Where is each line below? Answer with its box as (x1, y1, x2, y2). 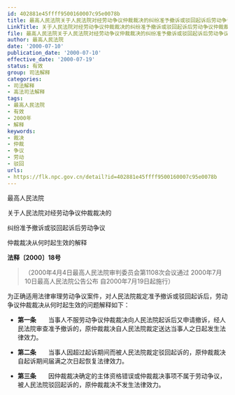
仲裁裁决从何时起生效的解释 (7, 238, 87, 246)
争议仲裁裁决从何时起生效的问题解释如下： (7, 300, 130, 309)
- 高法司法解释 (7, 88, 45, 95)
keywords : (7, 128, 36, 135)
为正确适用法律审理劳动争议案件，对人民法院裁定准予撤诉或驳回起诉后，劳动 (7, 292, 228, 300)
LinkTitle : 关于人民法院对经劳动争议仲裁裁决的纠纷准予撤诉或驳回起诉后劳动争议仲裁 (7, 23, 224, 30)
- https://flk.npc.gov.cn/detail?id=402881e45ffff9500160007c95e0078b (7, 173, 218, 180)
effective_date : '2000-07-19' (7, 56, 96, 63)
